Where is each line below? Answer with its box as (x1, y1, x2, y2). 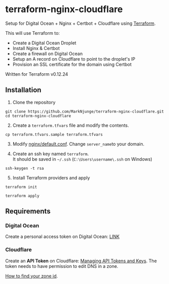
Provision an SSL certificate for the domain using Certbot (12, 61, 132, 67)
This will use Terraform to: (5, 30, 60, 36)
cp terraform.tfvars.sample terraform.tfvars (5, 132, 103, 137)
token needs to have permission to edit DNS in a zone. (5, 263, 118, 269)
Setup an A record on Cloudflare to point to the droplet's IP (12, 56, 136, 62)
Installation (5, 86, 41, 94)
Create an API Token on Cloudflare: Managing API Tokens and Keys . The (5, 258, 157, 264)
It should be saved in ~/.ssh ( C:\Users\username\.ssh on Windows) (12, 156, 153, 162)
